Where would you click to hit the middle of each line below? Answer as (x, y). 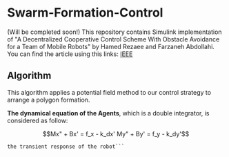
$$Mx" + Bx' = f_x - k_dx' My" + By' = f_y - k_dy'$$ (116, 133)
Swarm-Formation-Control (85, 13)
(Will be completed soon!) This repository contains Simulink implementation (114, 32)
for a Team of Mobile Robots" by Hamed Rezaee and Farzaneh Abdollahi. (111, 46)
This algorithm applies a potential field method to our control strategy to (109, 92)
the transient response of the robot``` (66, 147)
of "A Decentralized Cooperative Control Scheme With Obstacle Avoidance (113, 39)
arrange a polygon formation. (49, 100)
